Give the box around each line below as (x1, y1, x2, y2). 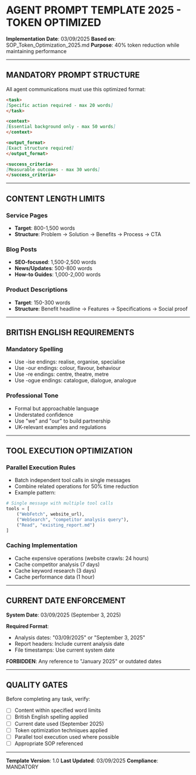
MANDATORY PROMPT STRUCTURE (6, 70, 140, 80)
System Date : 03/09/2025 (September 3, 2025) (6, 611, 121, 618)
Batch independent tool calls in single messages (14, 477, 131, 484)
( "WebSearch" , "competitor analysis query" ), (16, 517, 129, 523)
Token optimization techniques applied (14, 726, 108, 734)
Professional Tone (6, 392, 59, 400)
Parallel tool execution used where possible (14, 733, 120, 740)
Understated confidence (14, 411, 73, 418)
